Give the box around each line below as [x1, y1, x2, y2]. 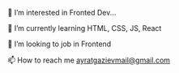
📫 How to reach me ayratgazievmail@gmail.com [7, 55, 171, 65]
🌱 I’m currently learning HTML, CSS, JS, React [7, 24, 162, 32]
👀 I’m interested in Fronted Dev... [7, 8, 117, 17]
